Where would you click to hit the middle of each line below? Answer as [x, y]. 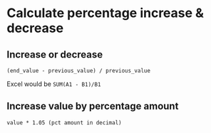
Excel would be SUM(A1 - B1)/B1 [54, 84]
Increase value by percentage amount [93, 106]
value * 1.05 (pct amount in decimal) [64, 122]
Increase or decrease [55, 54]
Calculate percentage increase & [105, 13]
